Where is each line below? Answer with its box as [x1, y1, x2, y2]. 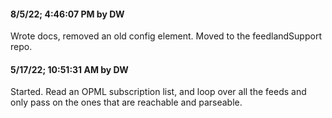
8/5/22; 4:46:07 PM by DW [10, 8, 125, 20]
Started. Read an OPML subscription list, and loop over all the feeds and [10, 86, 307, 98]
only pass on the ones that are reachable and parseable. [10, 96, 243, 109]
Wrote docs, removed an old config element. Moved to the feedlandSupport [10, 30, 322, 42]
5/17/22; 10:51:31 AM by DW [10, 63, 129, 75]
